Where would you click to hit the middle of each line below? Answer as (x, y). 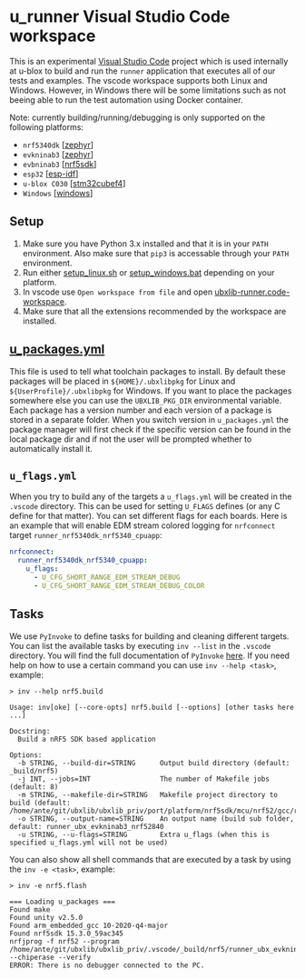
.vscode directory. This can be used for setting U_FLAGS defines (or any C (145, 506)
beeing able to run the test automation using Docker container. (126, 100)
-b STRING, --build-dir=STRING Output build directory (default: (154, 763)
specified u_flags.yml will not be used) (89, 843)
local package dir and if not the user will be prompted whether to (131, 439)
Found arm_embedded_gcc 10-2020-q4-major (89, 925)
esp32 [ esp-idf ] (50, 174)
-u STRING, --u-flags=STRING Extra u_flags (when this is (144, 834)
